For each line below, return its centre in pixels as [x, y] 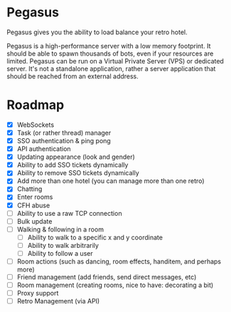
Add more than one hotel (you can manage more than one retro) [111, 181]
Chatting [29, 189]
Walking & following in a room [60, 229]
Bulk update [34, 221]
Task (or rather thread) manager [64, 132]
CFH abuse [33, 205]
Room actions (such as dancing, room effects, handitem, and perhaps [119, 261]
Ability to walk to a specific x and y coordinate [95, 237]
